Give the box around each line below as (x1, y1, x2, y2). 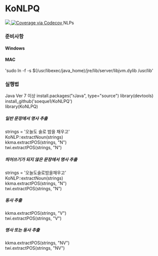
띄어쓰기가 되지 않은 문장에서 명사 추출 (5, 156, 77, 162)
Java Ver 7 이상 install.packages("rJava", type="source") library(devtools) (5, 93, 154, 99)
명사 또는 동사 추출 (5, 227, 40, 233)
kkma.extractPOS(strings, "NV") (5, 240, 70, 246)
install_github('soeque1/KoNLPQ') (5, 98, 72, 104)
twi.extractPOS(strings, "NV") (5, 245, 65, 251)
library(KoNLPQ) (5, 103, 38, 109)
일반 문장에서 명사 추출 (5, 115, 48, 121)
